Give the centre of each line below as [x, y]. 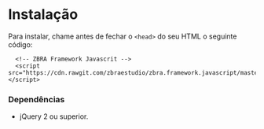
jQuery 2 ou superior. [54, 116]
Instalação [43, 15]
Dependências [37, 99]
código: [20, 44]
